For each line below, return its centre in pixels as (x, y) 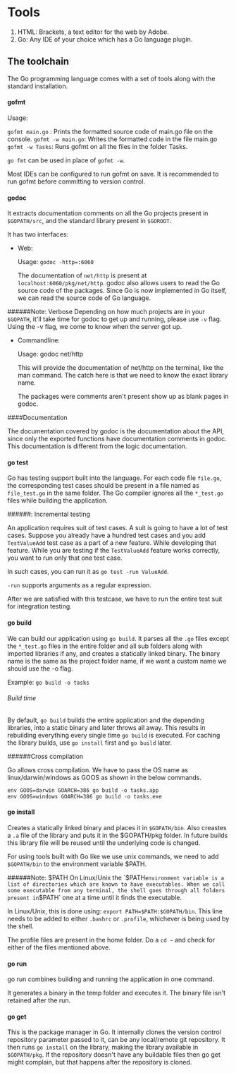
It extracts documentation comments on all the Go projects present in (108, 213)
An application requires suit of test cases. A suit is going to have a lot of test (118, 528)
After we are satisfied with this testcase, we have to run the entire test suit (115, 599)
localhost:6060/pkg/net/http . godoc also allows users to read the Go (119, 283)
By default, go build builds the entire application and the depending (106, 720)
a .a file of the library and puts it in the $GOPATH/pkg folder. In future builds (118, 835)
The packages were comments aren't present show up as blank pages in (123, 397)
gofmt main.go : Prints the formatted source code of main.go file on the (110, 131)
